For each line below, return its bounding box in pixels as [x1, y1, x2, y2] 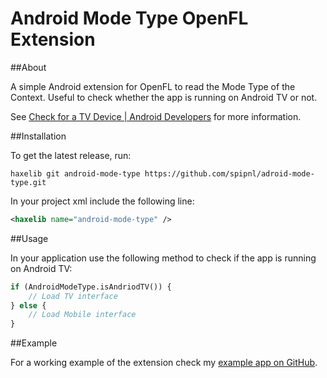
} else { [10, 300, 47, 311]
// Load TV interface [28, 291, 118, 301]
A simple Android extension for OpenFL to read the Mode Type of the [10, 80, 296, 92]
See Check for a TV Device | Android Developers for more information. [10, 110, 302, 122]
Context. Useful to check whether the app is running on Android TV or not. [10, 91, 318, 103]
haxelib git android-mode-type [10, 168, 141, 179]
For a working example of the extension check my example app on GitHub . [10, 357, 318, 369]
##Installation [10, 130, 67, 142]
